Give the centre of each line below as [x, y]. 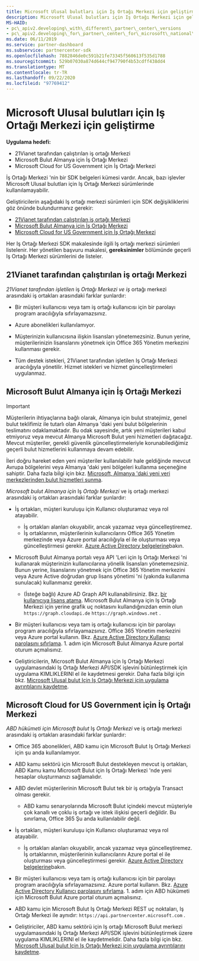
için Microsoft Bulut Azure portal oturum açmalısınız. [78, 897]
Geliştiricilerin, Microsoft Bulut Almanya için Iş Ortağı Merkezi [89, 661]
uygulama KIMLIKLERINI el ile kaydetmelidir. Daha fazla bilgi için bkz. [99, 940]
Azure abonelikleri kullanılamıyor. [55, 325]
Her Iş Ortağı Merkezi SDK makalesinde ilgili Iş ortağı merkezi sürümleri [93, 244]
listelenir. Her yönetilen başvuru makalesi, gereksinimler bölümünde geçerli [99, 249]
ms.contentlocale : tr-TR [37, 72]
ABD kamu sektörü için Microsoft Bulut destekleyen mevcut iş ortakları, [101, 764]
